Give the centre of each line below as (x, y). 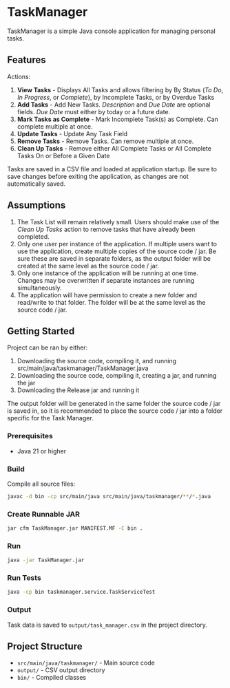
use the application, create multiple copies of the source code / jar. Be (117, 251)
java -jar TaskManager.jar (46, 560)
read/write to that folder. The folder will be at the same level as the (111, 302)
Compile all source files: (41, 484)
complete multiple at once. (55, 126)
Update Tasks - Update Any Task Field (72, 133)
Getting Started (41, 331)
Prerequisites (30, 436)
